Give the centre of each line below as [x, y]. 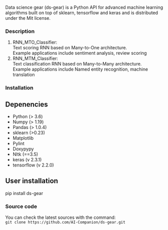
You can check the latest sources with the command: [60, 217]
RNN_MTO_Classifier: [35, 42]
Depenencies [27, 104]
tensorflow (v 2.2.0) [33, 165]
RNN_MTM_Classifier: [35, 58]
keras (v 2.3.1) [27, 160]
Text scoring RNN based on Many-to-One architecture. [70, 48]
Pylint [18, 144]
